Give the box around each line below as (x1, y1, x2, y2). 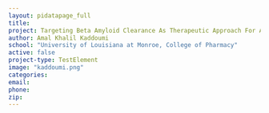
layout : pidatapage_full (8, 11, 91, 20)
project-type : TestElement (8, 56, 98, 64)
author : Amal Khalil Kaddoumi (8, 33, 110, 42)
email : (8, 78, 30, 86)
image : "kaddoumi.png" (8, 64, 84, 72)
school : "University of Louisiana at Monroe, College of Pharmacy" (8, 41, 239, 49)
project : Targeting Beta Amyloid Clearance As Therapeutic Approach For (8, 26, 256, 34)
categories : (8, 71, 48, 79)
